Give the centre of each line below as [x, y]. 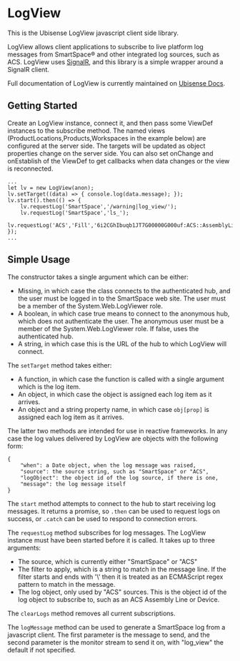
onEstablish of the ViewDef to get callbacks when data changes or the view [119, 161]
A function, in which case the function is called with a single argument [121, 379]
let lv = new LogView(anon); [51, 188]
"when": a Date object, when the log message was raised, [108, 465]
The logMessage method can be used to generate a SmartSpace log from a [116, 627]
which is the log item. [49, 386]
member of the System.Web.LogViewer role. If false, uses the [108, 328]
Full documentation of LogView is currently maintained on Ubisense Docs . [116, 83]
